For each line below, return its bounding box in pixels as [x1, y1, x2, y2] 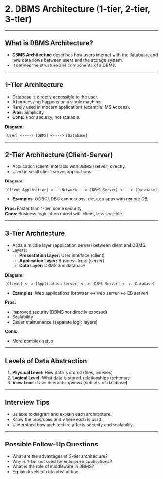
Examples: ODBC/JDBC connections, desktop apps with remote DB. [12, 196, 149, 202]
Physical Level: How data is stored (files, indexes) [12, 370, 113, 375]
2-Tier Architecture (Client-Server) [5, 150, 113, 159]
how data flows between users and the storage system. [12, 57, 123, 63]
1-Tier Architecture [5, 81, 64, 89]
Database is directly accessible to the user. [12, 94, 98, 99]
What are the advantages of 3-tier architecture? [12, 453, 108, 459]
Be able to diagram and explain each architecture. [12, 411, 112, 417]
